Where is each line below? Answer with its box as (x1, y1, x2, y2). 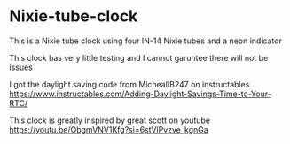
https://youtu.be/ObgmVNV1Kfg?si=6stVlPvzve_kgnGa (9, 124, 208, 134)
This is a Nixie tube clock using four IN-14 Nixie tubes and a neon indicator (9, 35, 282, 46)
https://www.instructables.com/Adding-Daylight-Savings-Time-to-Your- (9, 88, 272, 99)
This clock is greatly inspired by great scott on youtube (9, 115, 211, 125)
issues (9, 62, 33, 72)
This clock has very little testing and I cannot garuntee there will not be (9, 52, 269, 63)
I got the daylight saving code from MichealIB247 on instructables (9, 79, 250, 89)
